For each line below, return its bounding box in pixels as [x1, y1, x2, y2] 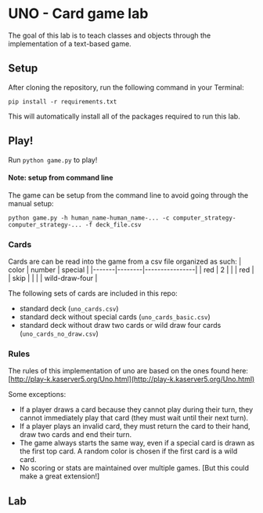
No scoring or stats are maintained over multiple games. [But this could [19, 464, 249, 473]
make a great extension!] [19, 471, 100, 481]
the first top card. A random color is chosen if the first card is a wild [19, 446, 238, 456]
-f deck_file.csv [85, 220, 142, 228]
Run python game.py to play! [8, 155, 98, 165]
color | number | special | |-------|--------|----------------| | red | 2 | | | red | [8, 265, 254, 275]
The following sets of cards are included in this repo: [8, 289, 178, 298]
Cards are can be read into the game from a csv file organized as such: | [8, 256, 242, 267]
